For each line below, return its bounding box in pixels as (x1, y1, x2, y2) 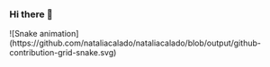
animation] (39, 29, 79, 39)
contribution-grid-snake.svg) (9, 47, 117, 58)
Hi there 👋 (9, 8, 54, 21)
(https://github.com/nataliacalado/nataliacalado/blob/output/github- (9, 38, 261, 48)
